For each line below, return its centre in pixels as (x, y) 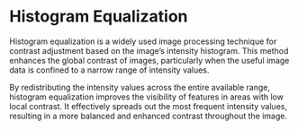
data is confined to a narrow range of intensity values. (109, 70)
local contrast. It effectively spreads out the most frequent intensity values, (149, 106)
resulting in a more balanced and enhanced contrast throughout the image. (149, 116)
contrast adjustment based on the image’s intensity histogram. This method (149, 50)
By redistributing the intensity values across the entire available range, (140, 87)
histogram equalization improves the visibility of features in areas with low (146, 97)
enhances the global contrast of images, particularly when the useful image (149, 60)
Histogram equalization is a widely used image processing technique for (143, 41)
